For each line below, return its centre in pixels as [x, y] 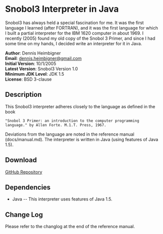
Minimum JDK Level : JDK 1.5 [35, 74]
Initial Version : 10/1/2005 [31, 63]
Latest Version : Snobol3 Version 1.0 [41, 69]
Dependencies [28, 187]
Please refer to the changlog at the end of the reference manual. [70, 227]
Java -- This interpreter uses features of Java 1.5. [62, 199]
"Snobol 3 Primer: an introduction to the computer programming [72, 121]
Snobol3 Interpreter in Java [62, 9]
